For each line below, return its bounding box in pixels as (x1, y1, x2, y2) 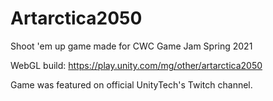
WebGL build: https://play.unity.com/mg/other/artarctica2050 (10, 59, 263, 71)
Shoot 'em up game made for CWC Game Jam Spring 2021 (10, 40, 253, 52)
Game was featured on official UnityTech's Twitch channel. (10, 78, 253, 91)
